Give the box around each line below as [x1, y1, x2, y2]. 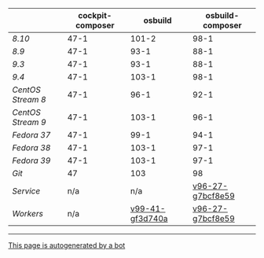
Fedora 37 [12, 130, 51, 140]
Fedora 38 [12, 142, 51, 153]
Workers [12, 208, 43, 219]
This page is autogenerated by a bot [8, 241, 126, 250]
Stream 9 [12, 117, 46, 127]
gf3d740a [130, 213, 168, 223]
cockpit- [78, 10, 112, 20]
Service [12, 186, 41, 196]
